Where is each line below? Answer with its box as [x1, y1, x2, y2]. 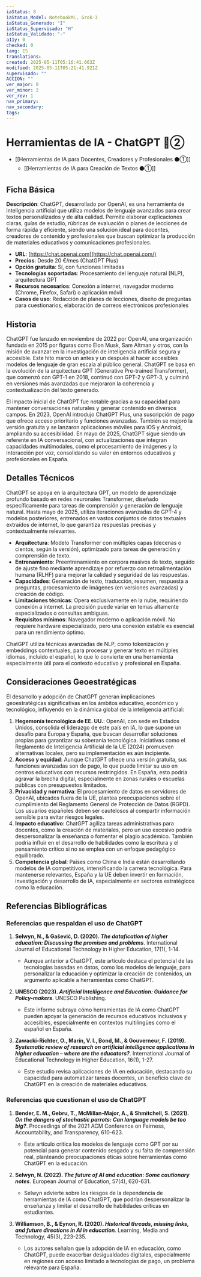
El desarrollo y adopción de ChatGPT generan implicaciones [6, 693, 155, 700]
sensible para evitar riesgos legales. [14, 813, 104, 821]
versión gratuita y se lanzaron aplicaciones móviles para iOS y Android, [6, 423, 182, 430]
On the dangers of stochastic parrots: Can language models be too [14, 1116, 187, 1123]
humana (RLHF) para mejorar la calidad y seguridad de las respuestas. [14, 571, 190, 578]
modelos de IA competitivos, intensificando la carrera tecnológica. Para [14, 865, 192, 872]
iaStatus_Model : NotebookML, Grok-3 [6, 14, 98, 20]
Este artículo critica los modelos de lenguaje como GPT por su [23, 1140, 178, 1148]
